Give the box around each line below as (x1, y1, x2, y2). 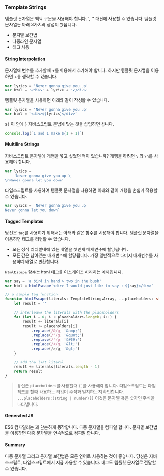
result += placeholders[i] (22, 323, 78, 329)
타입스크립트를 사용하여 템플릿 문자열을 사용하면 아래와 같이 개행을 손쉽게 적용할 (5, 187, 158, 193)
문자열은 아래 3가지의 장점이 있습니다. (5, 22, 77, 28)
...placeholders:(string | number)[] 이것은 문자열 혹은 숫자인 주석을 (17, 395, 155, 401)
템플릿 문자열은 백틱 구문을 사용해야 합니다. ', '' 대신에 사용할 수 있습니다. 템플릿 (5, 16, 157, 22)
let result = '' (14, 301, 47, 306)
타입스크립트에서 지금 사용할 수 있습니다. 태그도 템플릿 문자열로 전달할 (23, 459, 156, 465)
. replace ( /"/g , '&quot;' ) (31, 333, 84, 338)
